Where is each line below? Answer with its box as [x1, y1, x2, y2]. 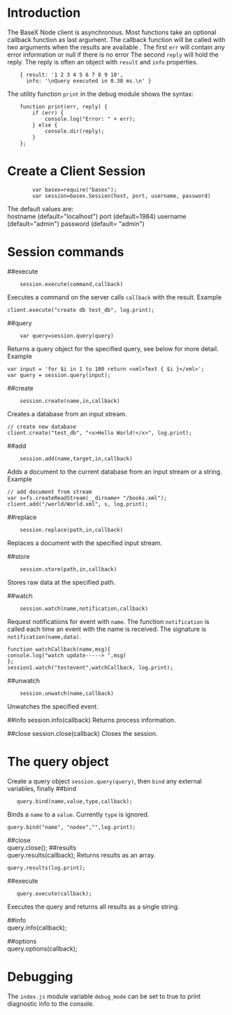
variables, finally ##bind [7, 784, 77, 793]
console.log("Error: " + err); [44, 115, 136, 122]
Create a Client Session [7, 163, 146, 179]
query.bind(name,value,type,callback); [16, 797, 133, 805]
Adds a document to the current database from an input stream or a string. [7, 467, 222, 476]
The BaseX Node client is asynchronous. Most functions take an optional [7, 28, 217, 36]
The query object [7, 754, 110, 769]
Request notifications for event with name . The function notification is [7, 617, 210, 625]
